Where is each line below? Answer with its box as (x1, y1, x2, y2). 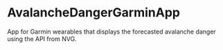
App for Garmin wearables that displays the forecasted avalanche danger (7, 27, 216, 36)
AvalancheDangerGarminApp (7, 5, 180, 21)
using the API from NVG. (7, 34, 78, 42)
